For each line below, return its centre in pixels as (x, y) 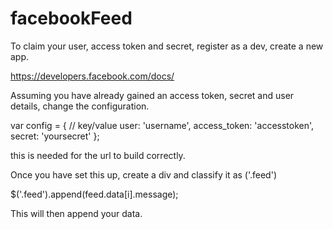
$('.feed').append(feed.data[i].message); (94, 194)
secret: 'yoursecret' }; (55, 136)
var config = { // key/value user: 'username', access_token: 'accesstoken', (162, 125)
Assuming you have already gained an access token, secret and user (152, 95)
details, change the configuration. (80, 106)
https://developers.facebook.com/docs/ (92, 76)
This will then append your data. (76, 213)
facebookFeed (71, 18)
